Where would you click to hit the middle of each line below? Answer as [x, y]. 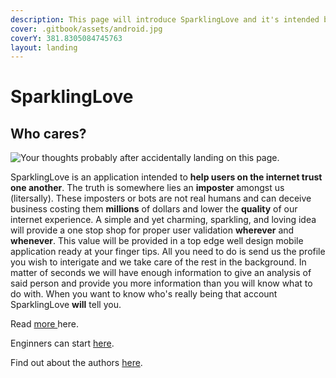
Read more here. [44, 324]
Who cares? [48, 133]
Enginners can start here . [62, 343]
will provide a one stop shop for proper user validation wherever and [152, 230]
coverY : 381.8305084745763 [66, 38]
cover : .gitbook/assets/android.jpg [86, 29]
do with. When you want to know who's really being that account [144, 294]
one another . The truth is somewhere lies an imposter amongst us [147, 188]
